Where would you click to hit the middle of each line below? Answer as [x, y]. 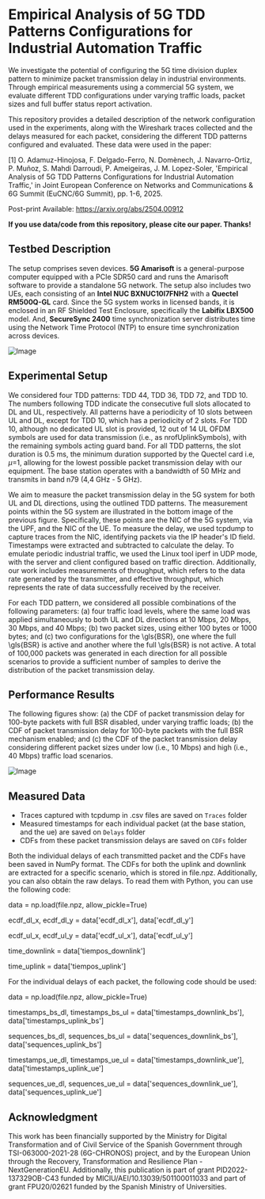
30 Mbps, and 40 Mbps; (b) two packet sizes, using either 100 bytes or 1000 [132, 628]
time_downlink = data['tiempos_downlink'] [77, 951]
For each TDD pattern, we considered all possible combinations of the [122, 602]
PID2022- [232, 1170]
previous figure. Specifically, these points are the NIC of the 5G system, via [131, 520]
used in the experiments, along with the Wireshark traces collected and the [131, 128]
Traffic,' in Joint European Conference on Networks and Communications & [131, 185]
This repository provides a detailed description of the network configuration [132, 119]
